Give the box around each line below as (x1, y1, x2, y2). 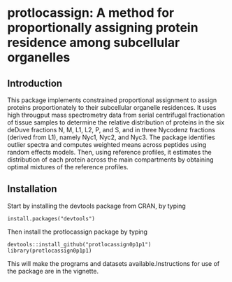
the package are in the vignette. (7, 267, 99, 275)
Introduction (7, 77, 63, 89)
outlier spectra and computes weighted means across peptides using (7, 141, 207, 148)
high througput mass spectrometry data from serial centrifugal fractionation (7, 111, 225, 119)
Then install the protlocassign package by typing (7, 227, 148, 236)
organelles (7, 50, 71, 66)
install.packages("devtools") (7, 215, 96, 222)
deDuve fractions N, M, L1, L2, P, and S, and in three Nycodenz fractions (7, 126, 215, 134)
